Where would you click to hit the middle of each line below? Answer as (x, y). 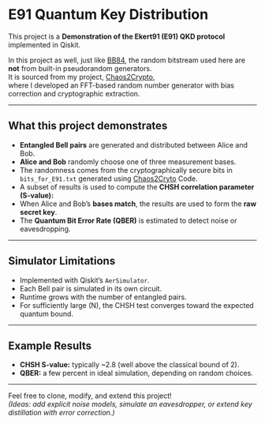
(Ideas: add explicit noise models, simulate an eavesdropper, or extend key (130, 404)
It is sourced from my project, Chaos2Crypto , (82, 77)
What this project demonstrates (88, 126)
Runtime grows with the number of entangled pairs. (103, 297)
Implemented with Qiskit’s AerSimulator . (84, 280)
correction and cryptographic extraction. (74, 93)
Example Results (50, 345)
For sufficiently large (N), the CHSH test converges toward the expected (136, 305)
